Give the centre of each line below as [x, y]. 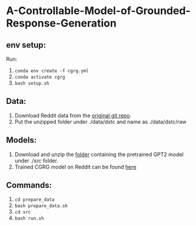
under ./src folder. [36, 160]
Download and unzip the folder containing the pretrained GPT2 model [99, 154]
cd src [23, 212]
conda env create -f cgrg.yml [52, 71]
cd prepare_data [34, 200]
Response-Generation [61, 23]
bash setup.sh [32, 83]
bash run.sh [29, 218]
